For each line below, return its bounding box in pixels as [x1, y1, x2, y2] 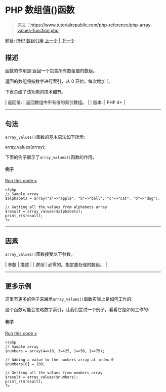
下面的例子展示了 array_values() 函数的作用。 [5, 154, 97, 160]
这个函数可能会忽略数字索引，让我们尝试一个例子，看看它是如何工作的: [5, 307, 150, 313]
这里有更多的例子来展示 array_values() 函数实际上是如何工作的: [5, 296, 133, 302]
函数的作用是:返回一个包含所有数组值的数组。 [5, 67, 98, 73]
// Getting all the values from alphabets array [5, 204, 107, 210]
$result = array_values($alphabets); [5, 209, 83, 214]
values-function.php [17, 27, 59, 33]
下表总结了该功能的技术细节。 [5, 89, 66, 95]
